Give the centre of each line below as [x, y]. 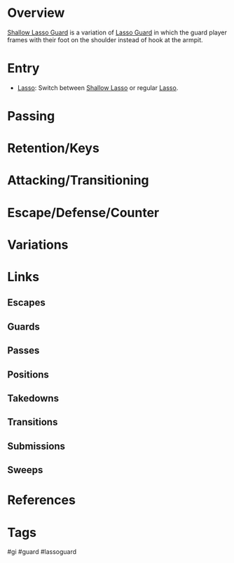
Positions [28, 374]
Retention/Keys [53, 148]
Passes [23, 350]
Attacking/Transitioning [78, 180]
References [41, 500]
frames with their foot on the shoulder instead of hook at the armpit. [105, 39]
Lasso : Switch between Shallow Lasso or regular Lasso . [98, 88]
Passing [31, 116]
